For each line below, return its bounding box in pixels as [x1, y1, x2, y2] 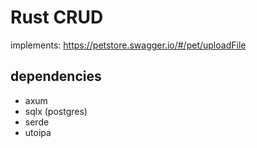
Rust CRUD [10, 6, 104, 29]
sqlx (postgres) [24, 105, 88, 117]
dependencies [10, 68, 102, 85]
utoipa [24, 126, 52, 138]
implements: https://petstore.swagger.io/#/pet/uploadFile [10, 39, 247, 51]
